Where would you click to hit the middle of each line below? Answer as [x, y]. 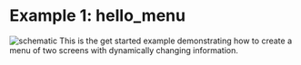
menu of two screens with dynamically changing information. [124, 50]
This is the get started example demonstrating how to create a [176, 41]
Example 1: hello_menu [98, 16]
